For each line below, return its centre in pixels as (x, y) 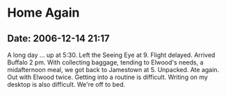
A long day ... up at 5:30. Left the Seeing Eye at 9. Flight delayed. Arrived (111, 55)
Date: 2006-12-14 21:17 (58, 38)
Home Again (43, 13)
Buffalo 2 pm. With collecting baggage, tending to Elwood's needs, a (105, 62)
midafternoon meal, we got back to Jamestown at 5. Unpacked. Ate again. (113, 70)
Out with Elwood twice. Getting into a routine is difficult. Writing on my (108, 77)
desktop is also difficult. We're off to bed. (66, 84)
